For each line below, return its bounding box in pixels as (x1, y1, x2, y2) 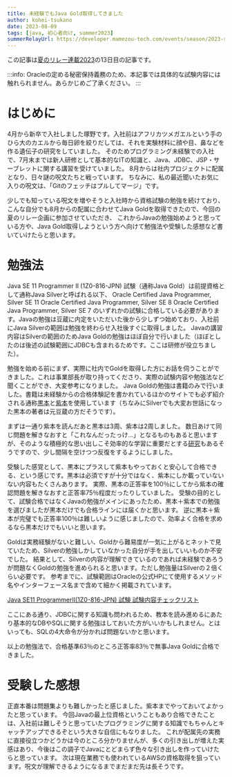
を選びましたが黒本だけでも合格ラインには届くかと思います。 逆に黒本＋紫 (7, 506, 220, 514)
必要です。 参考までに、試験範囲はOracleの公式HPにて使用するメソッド (19, 573, 223, 580)
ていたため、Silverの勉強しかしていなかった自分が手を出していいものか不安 (7, 546, 223, 555)
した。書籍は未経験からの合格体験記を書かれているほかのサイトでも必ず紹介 (7, 390, 225, 398)
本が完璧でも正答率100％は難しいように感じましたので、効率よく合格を (7, 515, 211, 522)
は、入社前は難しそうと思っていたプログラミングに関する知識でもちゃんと (7, 719, 219, 727)
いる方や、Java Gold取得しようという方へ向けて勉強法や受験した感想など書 (7, 222, 223, 231)
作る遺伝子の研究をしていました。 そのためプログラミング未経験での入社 (7, 147, 215, 155)
